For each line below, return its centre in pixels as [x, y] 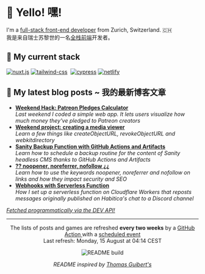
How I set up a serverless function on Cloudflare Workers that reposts [103, 192]
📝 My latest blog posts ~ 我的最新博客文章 [86, 92]
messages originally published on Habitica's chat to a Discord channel [104, 198]
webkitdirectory [35, 140]
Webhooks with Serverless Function [62, 185]
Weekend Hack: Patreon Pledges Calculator [72, 107]
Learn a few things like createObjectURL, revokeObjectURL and [95, 133]
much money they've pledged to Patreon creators [77, 120]
